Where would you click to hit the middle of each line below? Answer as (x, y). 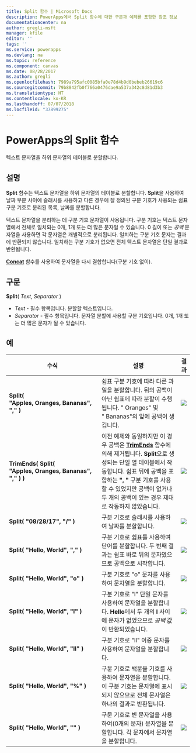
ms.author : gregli (28, 77)
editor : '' (19, 39)
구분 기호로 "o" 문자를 (130, 574)
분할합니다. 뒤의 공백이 (143, 390)
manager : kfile (24, 33)
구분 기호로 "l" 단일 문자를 (135, 594)
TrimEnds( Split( (32, 463)
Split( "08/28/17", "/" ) (42, 521)
